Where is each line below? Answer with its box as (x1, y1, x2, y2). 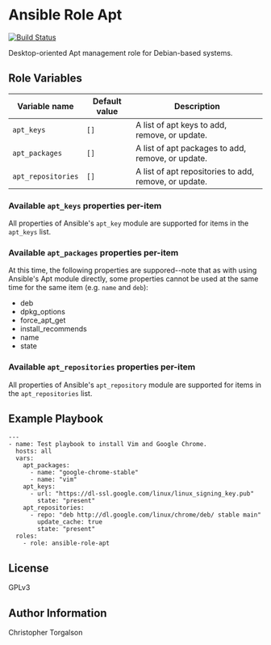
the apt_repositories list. (8, 388, 93, 398)
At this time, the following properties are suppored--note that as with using (8, 265, 257, 276)
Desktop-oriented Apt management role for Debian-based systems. (8, 48, 233, 57)
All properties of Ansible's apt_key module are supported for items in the (8, 218, 249, 228)
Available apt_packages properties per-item (8, 247, 179, 258)
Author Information (8, 606, 107, 620)
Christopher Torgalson (8, 628, 83, 638)
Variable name (17, 100, 74, 112)
